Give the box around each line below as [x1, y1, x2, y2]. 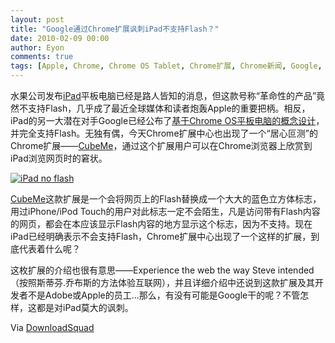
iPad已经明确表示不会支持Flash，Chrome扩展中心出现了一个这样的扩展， [10, 231, 312, 242]
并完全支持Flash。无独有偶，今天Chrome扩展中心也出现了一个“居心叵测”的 [10, 127, 318, 139]
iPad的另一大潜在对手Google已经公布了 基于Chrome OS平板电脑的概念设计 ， [10, 115, 325, 126]
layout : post [10, 14, 65, 25]
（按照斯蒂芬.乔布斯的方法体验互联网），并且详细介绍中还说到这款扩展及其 [10, 277, 316, 288]
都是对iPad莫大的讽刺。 [36, 302, 134, 313]
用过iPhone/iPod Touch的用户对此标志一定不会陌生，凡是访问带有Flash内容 [10, 206, 321, 217]
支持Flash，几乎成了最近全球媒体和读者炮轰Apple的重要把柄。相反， [27, 102, 311, 114]
